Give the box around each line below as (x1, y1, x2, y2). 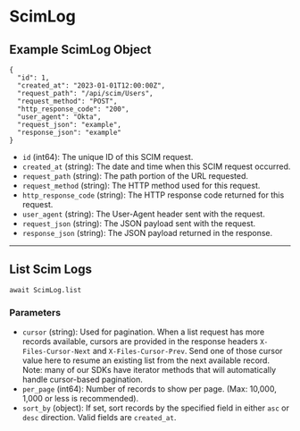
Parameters (9, 306, 61, 318)
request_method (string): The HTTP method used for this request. (21, 181, 261, 190)
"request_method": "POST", (17, 97, 118, 106)
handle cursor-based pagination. (21, 374, 143, 385)
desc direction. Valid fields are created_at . (21, 412, 177, 423)
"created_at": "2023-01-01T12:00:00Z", (17, 81, 166, 90)
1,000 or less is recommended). (21, 393, 139, 404)
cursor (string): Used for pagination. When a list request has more (21, 326, 265, 337)
